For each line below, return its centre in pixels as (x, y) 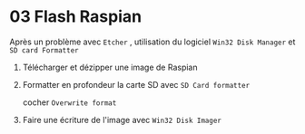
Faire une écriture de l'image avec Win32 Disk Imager (122, 120)
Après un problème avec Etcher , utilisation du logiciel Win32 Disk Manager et (152, 42)
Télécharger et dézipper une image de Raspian (110, 67)
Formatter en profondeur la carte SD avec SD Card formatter (136, 84)
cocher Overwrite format (69, 102)
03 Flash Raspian (76, 17)
